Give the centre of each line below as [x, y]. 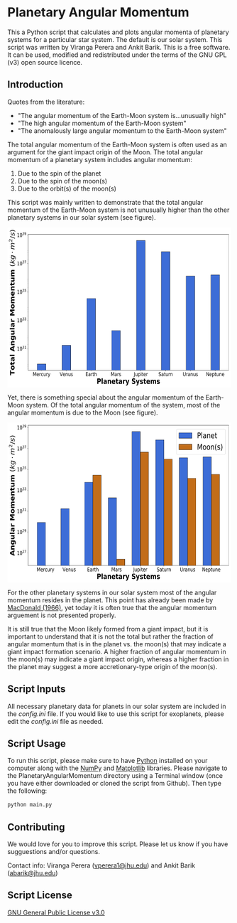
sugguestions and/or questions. [54, 852]
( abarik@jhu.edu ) [33, 873]
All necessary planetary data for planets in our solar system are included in [117, 706]
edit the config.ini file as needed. [55, 721]
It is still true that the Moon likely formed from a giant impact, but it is [108, 629]
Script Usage [37, 743]
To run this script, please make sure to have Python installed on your [108, 761]
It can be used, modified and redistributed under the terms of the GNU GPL [117, 55]
